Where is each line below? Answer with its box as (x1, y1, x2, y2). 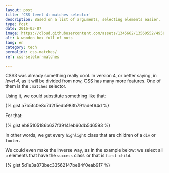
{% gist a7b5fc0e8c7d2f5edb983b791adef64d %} (5, 103, 110, 109)
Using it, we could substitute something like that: (5, 93, 106, 99)
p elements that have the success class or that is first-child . (5, 152, 132, 159)
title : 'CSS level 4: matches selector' (5, 12, 92, 17)
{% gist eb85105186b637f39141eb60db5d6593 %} (5, 122, 111, 129)
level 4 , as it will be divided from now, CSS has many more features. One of (5, 78, 161, 84)
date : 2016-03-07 (5, 26, 42, 31)
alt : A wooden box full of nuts (5, 36, 73, 41)
